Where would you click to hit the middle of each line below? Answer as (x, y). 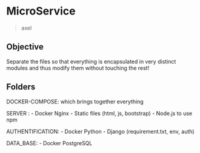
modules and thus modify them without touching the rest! (78, 68)
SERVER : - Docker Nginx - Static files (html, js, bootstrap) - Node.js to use (99, 113)
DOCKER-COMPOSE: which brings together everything (75, 102)
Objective (25, 47)
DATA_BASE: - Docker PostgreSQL (49, 143)
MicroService (41, 11)
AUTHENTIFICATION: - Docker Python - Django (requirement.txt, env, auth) (101, 131)
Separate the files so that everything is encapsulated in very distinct (91, 61)
